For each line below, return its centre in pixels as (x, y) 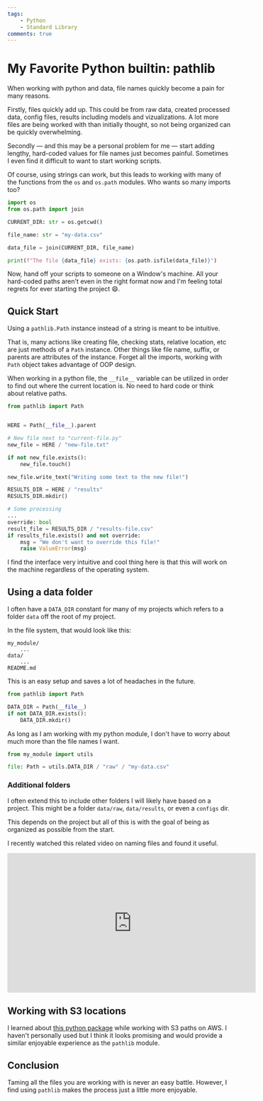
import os (22, 203)
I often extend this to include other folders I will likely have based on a (109, 801)
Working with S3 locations (67, 1011)
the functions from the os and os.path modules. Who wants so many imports (119, 182)
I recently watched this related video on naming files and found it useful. (113, 843)
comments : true (30, 34)
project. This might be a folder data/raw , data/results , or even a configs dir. (119, 808)
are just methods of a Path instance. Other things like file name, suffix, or (113, 350)
